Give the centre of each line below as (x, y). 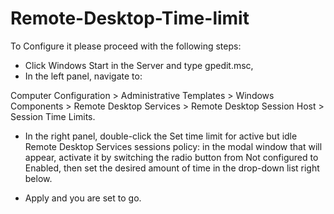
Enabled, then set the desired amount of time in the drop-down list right (172, 168)
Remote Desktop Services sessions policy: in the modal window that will (173, 146)
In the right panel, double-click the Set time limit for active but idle (161, 136)
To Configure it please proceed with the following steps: (126, 46)
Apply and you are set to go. (83, 198)
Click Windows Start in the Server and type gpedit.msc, (139, 65)
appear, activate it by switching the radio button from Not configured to (171, 157)
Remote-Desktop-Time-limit (130, 18)
